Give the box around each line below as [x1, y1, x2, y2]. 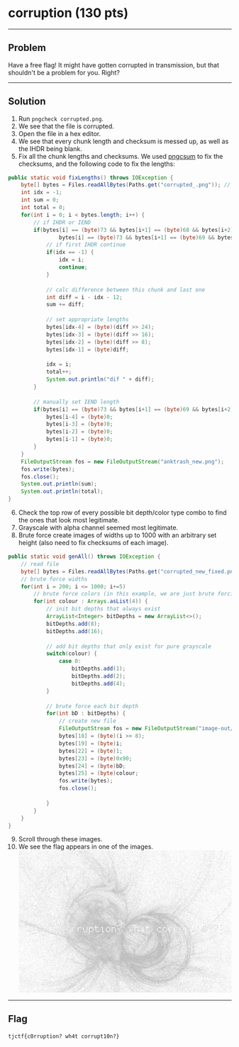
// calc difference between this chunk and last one [45, 286, 205, 293]
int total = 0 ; [21, 204, 66, 211]
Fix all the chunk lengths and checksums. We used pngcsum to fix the [18, 152, 223, 160]
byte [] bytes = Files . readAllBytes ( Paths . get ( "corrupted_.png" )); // [21, 181, 231, 189]
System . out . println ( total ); [21, 488, 104, 495]
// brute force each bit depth [45, 702, 139, 710]
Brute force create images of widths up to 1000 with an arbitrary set [18, 531, 217, 539]
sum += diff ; [45, 301, 84, 308]
